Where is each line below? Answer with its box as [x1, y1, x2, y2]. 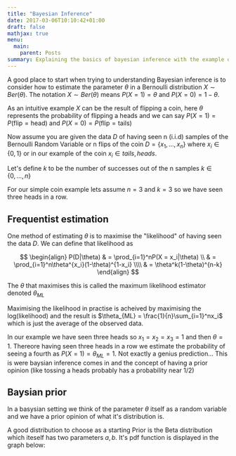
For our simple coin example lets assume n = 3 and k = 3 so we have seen [7, 185, 223, 194]
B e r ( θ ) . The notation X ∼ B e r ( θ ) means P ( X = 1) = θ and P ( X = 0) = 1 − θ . [7, 90, 220, 98]
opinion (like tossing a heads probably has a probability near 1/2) [7, 366, 195, 374]
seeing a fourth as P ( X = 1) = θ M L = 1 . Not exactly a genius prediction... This [7, 349, 228, 359]
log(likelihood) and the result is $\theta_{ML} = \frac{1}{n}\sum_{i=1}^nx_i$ [7, 311, 223, 320]
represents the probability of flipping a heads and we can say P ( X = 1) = [7, 111, 216, 119]
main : [13, 43, 30, 50]
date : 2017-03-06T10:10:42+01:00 [7, 17, 105, 24]
